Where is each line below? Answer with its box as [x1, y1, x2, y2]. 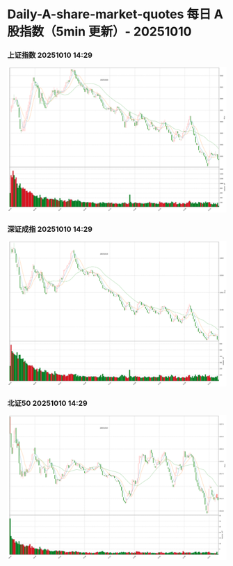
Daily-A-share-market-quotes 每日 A [7, 6, 224, 22]
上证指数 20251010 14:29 [7, 50, 93, 60]
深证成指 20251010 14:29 [7, 224, 93, 234]
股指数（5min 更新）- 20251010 [7, 24, 192, 40]
